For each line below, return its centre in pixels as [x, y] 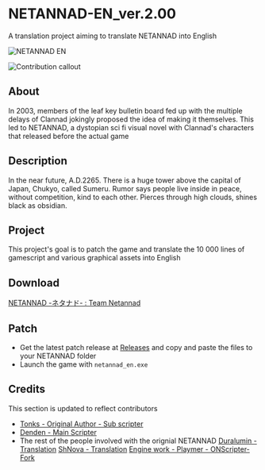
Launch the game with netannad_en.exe [84, 364]
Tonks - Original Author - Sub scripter [81, 424]
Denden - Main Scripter [58, 432]
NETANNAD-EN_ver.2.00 [92, 14]
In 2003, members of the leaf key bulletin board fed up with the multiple [126, 110]
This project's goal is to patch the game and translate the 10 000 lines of [127, 249]
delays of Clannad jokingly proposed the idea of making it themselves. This [131, 119]
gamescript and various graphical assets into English [94, 258]
